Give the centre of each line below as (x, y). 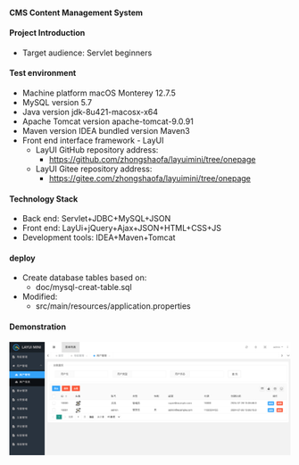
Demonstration (38, 327)
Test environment (43, 73)
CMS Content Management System (76, 12)
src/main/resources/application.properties (113, 306)
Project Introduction (47, 33)
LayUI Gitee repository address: (94, 169)
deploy (22, 258)
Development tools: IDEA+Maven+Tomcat (99, 237)
